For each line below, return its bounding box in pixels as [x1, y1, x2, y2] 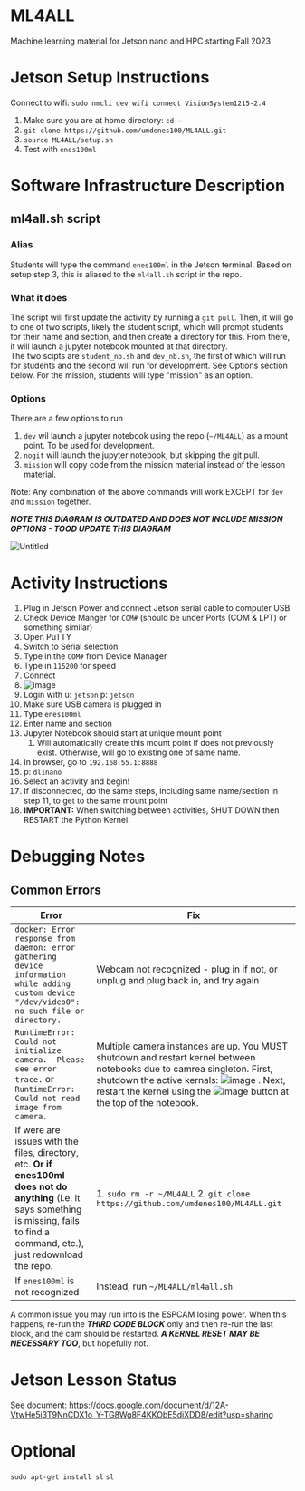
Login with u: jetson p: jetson [23, 690, 135, 701]
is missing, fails [14, 1215, 80, 1227]
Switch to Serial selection [23, 641, 119, 653]
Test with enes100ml [23, 143, 97, 154]
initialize [14, 1046, 62, 1056]
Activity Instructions [10, 573, 168, 594]
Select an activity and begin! [23, 776, 130, 787]
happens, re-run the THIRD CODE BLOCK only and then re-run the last [10, 1319, 274, 1330]
